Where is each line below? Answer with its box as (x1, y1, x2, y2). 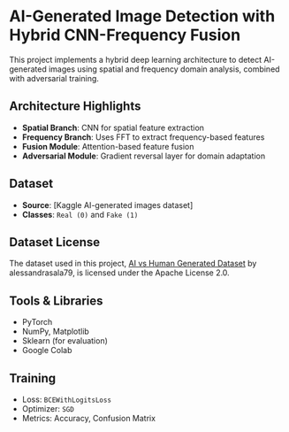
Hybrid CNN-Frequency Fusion (9, 25, 241, 45)
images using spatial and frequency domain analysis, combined (48, 64, 280, 74)
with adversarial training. (9, 73, 100, 83)
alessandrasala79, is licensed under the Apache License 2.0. (9, 267, 230, 278)
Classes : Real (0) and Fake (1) (21, 209, 139, 220)
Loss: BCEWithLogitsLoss (21, 394, 112, 405)
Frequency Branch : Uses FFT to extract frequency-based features (21, 131, 265, 143)
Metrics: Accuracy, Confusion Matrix (21, 413, 156, 423)
